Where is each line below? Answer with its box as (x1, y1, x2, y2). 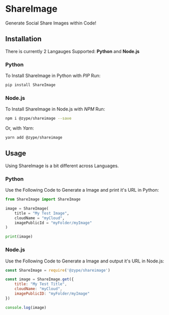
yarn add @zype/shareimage (5, 135, 63, 140)
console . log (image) (5, 305, 47, 310)
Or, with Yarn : (5, 125, 34, 132)
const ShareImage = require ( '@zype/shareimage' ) (5, 268, 110, 273)
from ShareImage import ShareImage (5, 197, 81, 202)
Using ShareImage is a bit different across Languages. (5, 163, 119, 169)
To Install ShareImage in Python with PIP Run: (5, 72, 101, 79)
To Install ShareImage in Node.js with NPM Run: (5, 106, 105, 112)
